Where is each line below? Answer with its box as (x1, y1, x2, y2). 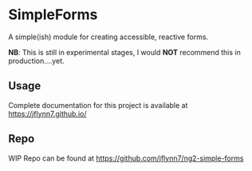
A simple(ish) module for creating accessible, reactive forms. (8, 32, 209, 42)
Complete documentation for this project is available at (8, 100, 188, 109)
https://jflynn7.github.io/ (8, 109, 87, 118)
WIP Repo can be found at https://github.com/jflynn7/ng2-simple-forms (8, 153, 244, 163)
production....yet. (8, 56, 65, 66)
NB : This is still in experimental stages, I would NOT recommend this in (8, 47, 241, 57)
